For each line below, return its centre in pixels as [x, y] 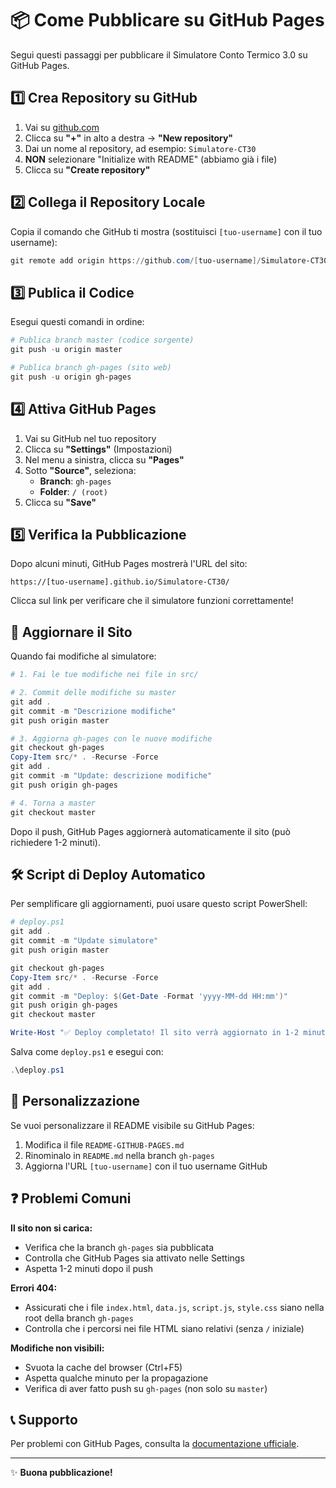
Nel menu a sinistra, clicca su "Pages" [104, 459]
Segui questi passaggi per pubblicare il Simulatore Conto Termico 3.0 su [159, 54]
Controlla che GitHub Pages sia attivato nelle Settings [134, 1258]
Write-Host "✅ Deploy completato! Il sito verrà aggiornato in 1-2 [155, 1033]
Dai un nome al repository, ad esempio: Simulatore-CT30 [140, 148]
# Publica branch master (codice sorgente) [102, 340]
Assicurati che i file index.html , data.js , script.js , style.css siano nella [174, 1307]
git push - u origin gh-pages [71, 377]
